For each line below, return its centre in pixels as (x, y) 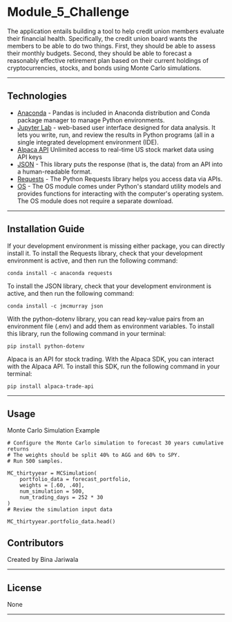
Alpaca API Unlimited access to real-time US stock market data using (115, 149)
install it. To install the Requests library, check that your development (105, 253)
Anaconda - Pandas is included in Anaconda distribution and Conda (114, 113)
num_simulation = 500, (52, 491)
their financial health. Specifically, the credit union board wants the (102, 38)
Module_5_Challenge (68, 12)
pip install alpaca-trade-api (51, 386)
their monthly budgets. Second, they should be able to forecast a (99, 53)
